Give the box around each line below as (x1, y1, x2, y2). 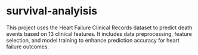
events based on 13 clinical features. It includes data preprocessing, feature (6, 30, 192, 37)
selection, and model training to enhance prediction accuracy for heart (6, 36, 180, 44)
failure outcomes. (6, 43, 49, 50)
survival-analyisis (6, 4, 98, 18)
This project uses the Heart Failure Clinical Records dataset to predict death (6, 24, 193, 31)
